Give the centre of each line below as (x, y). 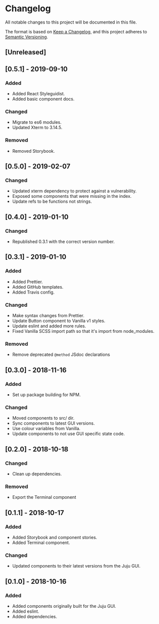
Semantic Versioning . (26, 37)
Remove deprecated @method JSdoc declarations (61, 354)
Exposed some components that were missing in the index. (72, 196)
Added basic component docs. (43, 99)
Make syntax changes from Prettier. (48, 315)
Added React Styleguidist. (39, 94)
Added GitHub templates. (38, 287)
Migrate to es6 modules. (37, 122)
